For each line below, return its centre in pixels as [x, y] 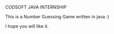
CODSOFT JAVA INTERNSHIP [36, 7]
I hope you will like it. [27, 26]
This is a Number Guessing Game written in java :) [57, 17]
